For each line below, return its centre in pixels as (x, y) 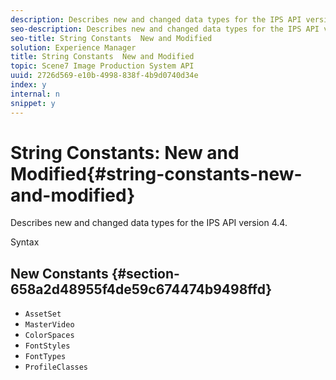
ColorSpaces (49, 336)
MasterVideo (49, 325)
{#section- (145, 273)
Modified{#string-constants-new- (156, 173)
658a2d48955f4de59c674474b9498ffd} (141, 289)
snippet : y (33, 103)
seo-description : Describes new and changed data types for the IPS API (165, 29)
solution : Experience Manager (73, 47)
